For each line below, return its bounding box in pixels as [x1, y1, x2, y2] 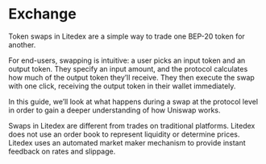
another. [8, 39, 36, 49]
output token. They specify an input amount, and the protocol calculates [8, 64, 248, 73]
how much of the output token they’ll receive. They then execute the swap [8, 72, 256, 82]
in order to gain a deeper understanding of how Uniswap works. [8, 105, 221, 115]
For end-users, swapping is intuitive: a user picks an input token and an [8, 55, 246, 65]
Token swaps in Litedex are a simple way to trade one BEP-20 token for [8, 31, 246, 41]
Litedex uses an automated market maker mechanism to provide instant [8, 137, 246, 147]
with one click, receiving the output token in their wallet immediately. [8, 81, 236, 91]
